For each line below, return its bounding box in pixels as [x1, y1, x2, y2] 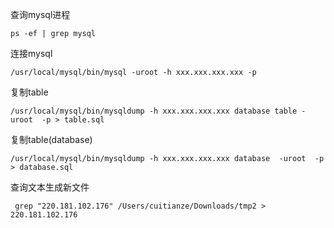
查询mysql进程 [10, 9, 71, 20]
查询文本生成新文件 [10, 181, 90, 193]
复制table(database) [10, 134, 93, 145]
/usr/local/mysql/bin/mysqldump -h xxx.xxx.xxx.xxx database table [10, 106, 298, 116]
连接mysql [10, 48, 53, 59]
